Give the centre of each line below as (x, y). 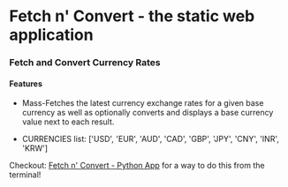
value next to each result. (68, 122)
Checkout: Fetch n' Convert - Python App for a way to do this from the (137, 166)
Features (26, 83)
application (52, 35)
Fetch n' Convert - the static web (132, 16)
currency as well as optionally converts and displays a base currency (148, 113)
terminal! (25, 175)
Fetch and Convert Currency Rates (85, 63)
